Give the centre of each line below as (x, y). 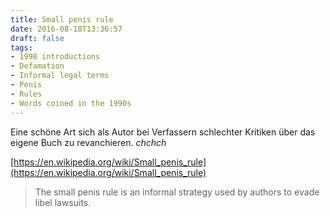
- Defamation (37, 66)
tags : (21, 47)
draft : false (37, 38)
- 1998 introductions (55, 57)
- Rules (26, 94)
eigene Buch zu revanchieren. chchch (88, 142)
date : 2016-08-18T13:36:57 (66, 29)
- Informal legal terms (60, 76)
